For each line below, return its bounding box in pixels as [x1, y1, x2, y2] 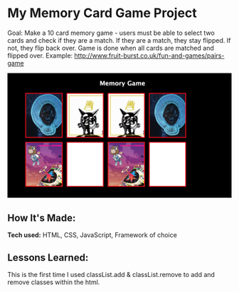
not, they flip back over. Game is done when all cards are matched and [7, 43, 215, 52]
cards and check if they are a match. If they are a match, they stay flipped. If [7, 36, 231, 44]
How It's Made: [7, 212, 76, 224]
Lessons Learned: [7, 251, 89, 264]
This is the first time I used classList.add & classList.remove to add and [7, 271, 216, 279]
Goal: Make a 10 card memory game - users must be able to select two [7, 28, 215, 37]
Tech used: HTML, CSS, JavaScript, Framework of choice [7, 231, 178, 239]
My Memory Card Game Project [7, 5, 197, 21]
